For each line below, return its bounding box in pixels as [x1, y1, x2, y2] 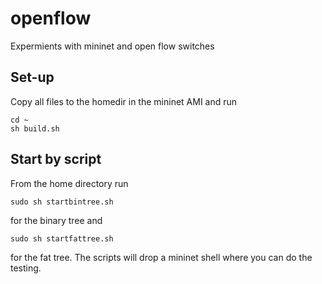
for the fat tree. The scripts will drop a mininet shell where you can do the [10, 251, 313, 263]
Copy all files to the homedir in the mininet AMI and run [10, 95, 238, 107]
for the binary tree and [10, 214, 103, 226]
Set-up [10, 69, 55, 86]
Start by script [10, 151, 102, 168]
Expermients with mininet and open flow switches [10, 40, 215, 52]
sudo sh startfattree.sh [10, 233, 114, 244]
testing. [10, 262, 42, 274]
